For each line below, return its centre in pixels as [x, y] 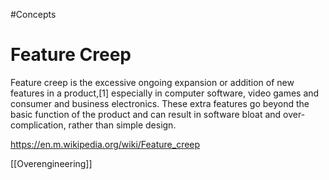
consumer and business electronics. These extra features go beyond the [160, 103]
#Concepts [33, 14]
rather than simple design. [122, 125]
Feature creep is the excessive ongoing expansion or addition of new [152, 82]
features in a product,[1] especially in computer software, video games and [165, 93]
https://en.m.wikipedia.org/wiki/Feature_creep [105, 144]
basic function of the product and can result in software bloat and [146, 114]
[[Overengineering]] [51, 163]
